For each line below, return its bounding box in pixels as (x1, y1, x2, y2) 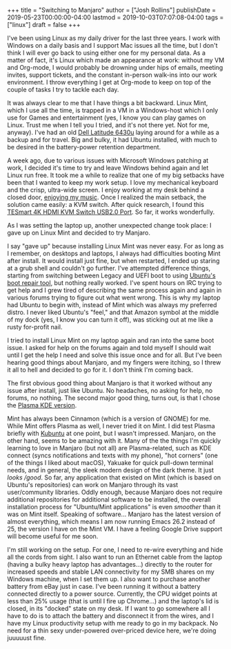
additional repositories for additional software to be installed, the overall (7, 495, 211, 504)
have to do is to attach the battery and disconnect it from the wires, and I (7, 612, 214, 620)
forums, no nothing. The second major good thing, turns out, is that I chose (7, 394, 221, 402)
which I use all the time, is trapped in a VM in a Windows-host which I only (7, 107, 219, 114)
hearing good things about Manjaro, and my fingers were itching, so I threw (7, 358, 221, 366)
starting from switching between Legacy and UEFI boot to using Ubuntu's (7, 271, 216, 280)
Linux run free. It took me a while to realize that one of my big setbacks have (7, 171, 225, 179)
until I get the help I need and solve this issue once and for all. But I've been (7, 351, 222, 359)
